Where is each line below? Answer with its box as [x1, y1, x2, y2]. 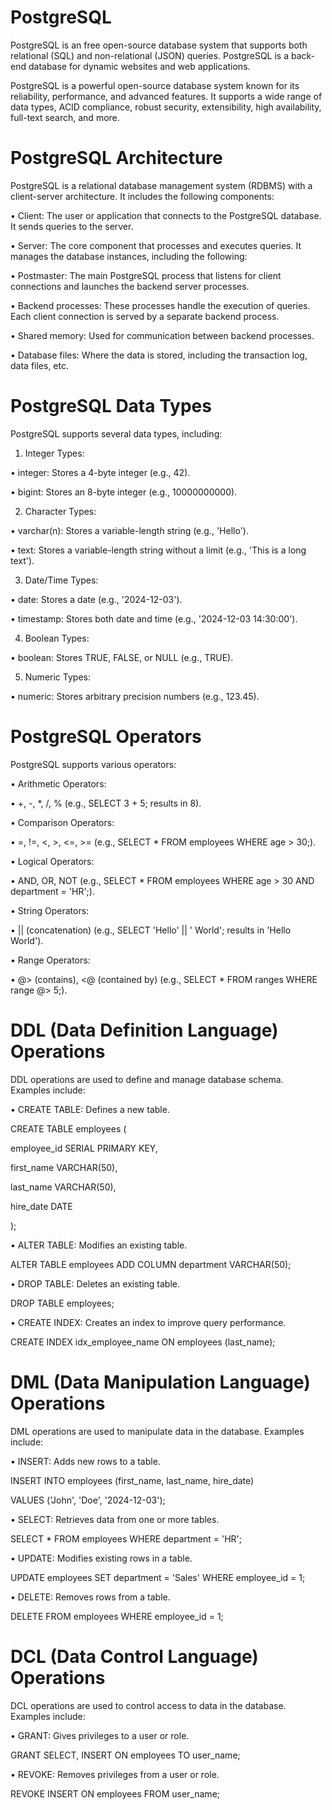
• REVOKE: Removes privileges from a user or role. [10, 1768, 220, 1780]
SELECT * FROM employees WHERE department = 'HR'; [10, 1532, 243, 1545]
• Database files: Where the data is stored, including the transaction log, [10, 349, 308, 361]
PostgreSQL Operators [10, 726, 202, 748]
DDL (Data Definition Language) [10, 1019, 279, 1041]
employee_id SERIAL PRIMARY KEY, [10, 1142, 158, 1154]
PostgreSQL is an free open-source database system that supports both [10, 39, 308, 51]
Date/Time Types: [24, 574, 99, 586]
